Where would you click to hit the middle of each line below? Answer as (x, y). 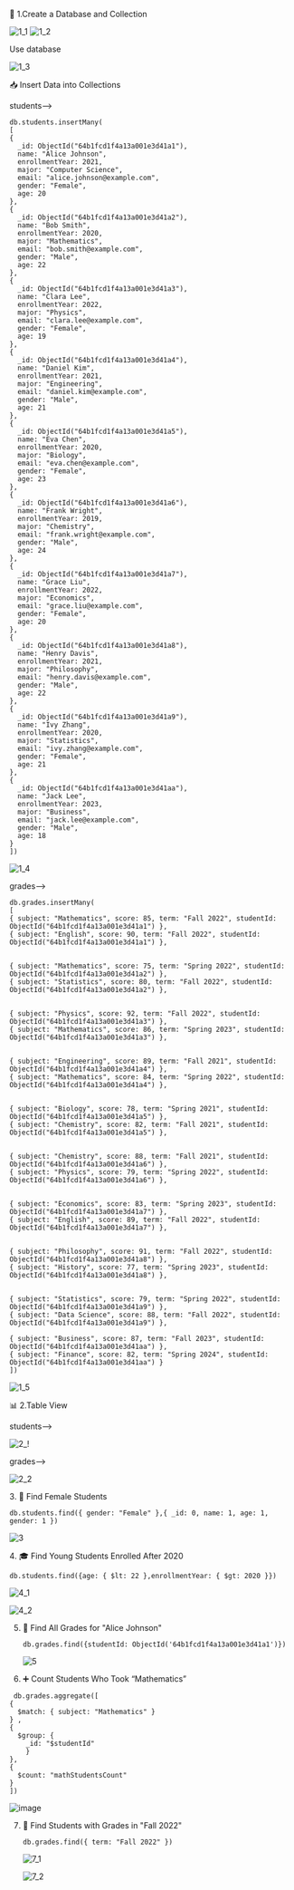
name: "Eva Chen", (52, 439)
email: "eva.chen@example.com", (79, 463)
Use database (35, 49)
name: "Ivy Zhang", (54, 725)
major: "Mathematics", (60, 241)
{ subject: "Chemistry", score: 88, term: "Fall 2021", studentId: (139, 1156)
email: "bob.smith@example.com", (81, 249)
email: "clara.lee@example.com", (81, 321)
